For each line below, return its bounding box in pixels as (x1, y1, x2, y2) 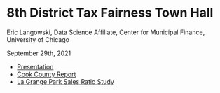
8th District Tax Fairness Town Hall (6, 5, 214, 21)
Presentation (16, 62, 54, 71)
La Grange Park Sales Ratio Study (16, 77, 115, 85)
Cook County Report (16, 70, 76, 78)
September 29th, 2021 (6, 49, 71, 57)
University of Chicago (6, 35, 69, 43)
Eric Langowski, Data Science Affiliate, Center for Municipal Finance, (6, 28, 205, 36)
